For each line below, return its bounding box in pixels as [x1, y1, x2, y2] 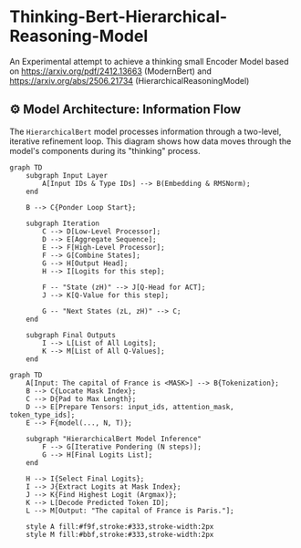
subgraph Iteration [26, 219, 100, 228]
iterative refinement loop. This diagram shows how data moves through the [9, 135, 292, 147]
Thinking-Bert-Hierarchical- [9, 6, 228, 27]
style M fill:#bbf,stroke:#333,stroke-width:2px [26, 530, 214, 539]
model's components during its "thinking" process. [9, 145, 201, 156]
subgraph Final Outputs [26, 330, 117, 339]
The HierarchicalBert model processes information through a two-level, [9, 126, 282, 137]
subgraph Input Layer [26, 171, 108, 180]
